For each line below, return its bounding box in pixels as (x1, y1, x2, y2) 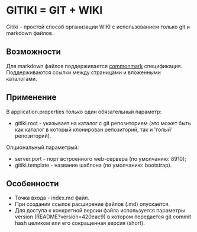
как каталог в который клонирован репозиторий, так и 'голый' (14, 126, 173, 133)
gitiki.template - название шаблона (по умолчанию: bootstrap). (14, 161, 172, 169)
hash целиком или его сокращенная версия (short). (14, 220, 145, 227)
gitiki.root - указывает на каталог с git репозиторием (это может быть (14, 119, 191, 126)
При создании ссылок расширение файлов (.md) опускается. (14, 201, 170, 208)
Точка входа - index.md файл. (14, 194, 90, 202)
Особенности (6, 179, 59, 189)
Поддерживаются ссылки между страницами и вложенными (6, 69, 161, 76)
